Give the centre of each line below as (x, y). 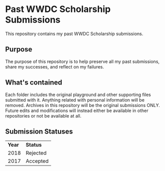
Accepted (37, 161)
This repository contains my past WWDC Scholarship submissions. (74, 33)
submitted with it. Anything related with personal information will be (75, 100)
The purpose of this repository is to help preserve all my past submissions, (82, 61)
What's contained (34, 83)
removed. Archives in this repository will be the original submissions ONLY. (83, 105)
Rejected (36, 153)
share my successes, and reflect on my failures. (55, 66)
